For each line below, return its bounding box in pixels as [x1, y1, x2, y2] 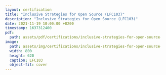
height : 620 [9, 53, 35, 58]
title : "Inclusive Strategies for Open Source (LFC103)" [5, 12, 125, 17]
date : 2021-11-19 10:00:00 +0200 [5, 21, 74, 26]
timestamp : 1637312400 [5, 26, 52, 31]
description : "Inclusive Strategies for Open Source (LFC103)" [5, 16, 138, 21]
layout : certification [5, 7, 52, 12]
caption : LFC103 [9, 58, 43, 63]
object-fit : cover [9, 62, 48, 67]
